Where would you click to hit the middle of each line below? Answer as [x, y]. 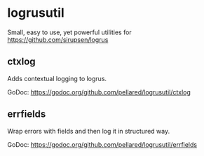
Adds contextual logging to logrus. [57, 78]
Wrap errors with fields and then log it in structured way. [89, 131]
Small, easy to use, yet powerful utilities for [69, 32]
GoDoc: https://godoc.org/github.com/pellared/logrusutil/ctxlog [99, 92]
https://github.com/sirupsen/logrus [58, 39]
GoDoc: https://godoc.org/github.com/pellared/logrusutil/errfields [102, 144]
